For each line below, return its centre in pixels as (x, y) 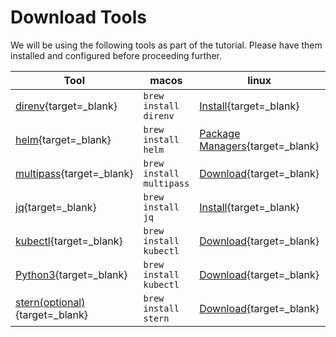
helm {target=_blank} (63, 139)
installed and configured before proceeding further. (116, 55)
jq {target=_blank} (56, 207)
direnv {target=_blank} (66, 106)
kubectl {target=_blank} (69, 241)
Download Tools (78, 17)
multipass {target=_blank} (74, 173)
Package (220, 133)
